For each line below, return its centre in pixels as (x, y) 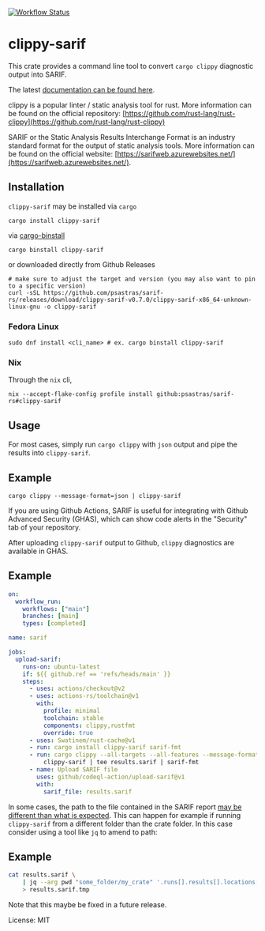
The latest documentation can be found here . (82, 89)
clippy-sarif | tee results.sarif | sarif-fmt (121, 763)
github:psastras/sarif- (196, 394)
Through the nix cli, (40, 380)
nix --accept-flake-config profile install (81, 394)
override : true (68, 733)
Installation (36, 187)
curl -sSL (24, 292)
